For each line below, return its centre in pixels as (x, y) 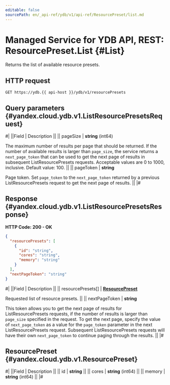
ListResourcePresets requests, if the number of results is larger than (77, 314)
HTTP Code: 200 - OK (29, 227)
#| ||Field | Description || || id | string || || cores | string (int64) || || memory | (85, 371)
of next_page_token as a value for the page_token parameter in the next (79, 324)
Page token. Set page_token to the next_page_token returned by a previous (82, 177)
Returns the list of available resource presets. (53, 65)
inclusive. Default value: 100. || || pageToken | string (60, 168)
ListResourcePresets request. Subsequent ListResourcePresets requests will (85, 330)
